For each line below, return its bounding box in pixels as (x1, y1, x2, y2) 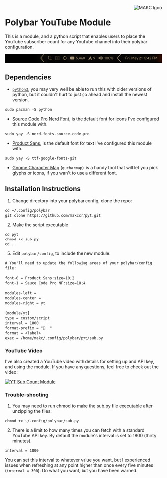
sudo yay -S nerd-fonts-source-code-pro (5, 132, 90, 137)
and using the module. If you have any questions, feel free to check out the (5, 364, 159, 370)
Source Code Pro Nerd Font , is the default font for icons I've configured (12, 116, 159, 122)
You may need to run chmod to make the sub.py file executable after (12, 403, 153, 409)
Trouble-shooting (5, 391, 49, 398)
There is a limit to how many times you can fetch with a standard (12, 427, 145, 433)
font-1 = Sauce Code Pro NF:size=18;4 (5, 280, 85, 286)
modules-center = (5, 295, 41, 301)
